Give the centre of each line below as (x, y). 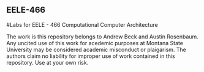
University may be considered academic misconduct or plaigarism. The (96, 49)
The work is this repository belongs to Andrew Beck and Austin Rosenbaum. (103, 37)
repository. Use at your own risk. (47, 62)
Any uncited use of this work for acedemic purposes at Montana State (95, 43)
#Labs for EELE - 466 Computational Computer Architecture (82, 24)
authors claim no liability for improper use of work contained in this (91, 56)
